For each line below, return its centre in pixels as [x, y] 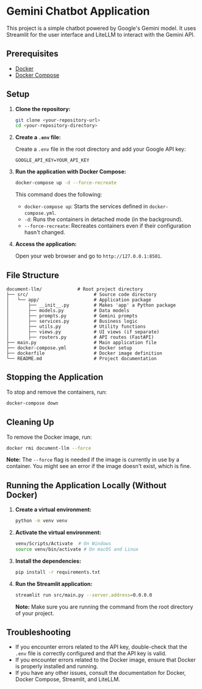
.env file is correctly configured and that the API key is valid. [91, 654]
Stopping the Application [55, 377]
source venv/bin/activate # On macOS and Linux [77, 549]
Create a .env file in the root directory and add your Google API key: [100, 149]
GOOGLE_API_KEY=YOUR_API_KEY [52, 161]
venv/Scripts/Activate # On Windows [63, 544]
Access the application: [46, 244]
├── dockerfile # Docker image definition [85, 353]
